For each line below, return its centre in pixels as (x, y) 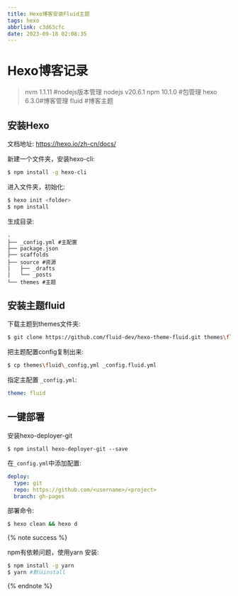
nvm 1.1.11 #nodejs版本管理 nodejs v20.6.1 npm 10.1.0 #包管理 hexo (121, 92)
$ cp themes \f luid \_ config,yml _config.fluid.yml (82, 365)
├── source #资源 (32, 262)
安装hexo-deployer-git (40, 435)
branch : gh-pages (39, 496)
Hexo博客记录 (48, 71)
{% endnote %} (30, 586)
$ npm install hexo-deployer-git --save (68, 449)
